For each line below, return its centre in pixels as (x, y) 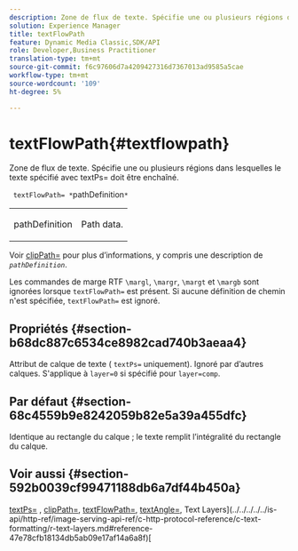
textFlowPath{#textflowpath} (120, 144)
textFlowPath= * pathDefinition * (71, 195)
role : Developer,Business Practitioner (83, 51)
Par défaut (39, 401)
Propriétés (39, 328)
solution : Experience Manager (65, 26)
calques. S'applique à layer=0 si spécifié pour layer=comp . (115, 373)
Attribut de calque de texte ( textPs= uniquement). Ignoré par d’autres (137, 364)
